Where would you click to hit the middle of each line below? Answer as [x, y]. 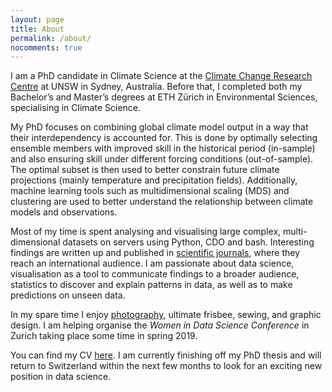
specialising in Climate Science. [76, 108]
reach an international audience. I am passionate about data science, [152, 263]
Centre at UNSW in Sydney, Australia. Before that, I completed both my [156, 87]
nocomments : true [46, 47]
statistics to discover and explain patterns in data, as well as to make [151, 285]
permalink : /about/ [51, 38]
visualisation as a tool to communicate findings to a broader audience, [155, 274]
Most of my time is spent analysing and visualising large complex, [146, 232]
